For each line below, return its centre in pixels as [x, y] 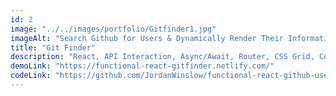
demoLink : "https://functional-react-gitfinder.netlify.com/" [142, 66]
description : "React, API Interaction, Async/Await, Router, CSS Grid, [162, 57]
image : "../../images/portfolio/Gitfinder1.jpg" [113, 29]
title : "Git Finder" [53, 47]
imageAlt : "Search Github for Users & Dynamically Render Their [147, 38]
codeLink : [31, 76]
